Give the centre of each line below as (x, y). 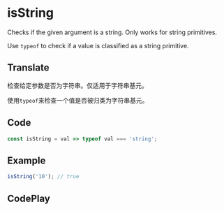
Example (27, 160)
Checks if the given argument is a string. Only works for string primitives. (112, 32)
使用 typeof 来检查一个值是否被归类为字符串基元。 (78, 100)
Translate (28, 68)
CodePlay (29, 198)
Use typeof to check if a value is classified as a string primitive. (98, 45)
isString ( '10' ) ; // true (43, 177)
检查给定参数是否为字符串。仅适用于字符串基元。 (77, 85)
